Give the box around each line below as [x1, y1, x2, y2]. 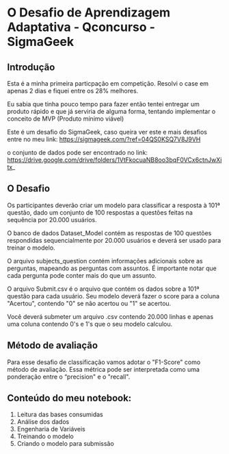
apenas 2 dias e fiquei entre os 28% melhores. [7, 87, 139, 95]
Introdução [7, 61, 55, 73]
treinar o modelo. [7, 243, 56, 252]
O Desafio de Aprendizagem [7, 5, 171, 21]
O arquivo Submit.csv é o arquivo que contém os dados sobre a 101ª [7, 285, 200, 293]
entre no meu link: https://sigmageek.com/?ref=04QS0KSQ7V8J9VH [7, 135, 201, 143]
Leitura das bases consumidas [16, 410, 104, 419]
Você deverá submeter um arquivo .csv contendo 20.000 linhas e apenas [7, 312, 214, 320]
